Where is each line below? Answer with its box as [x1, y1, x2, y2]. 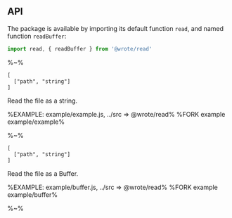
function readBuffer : [7, 32, 67, 40]
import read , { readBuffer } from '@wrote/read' [7, 45, 153, 52]
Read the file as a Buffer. [7, 169, 79, 178]
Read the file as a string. [7, 96, 78, 105]
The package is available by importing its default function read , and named [7, 24, 224, 32]
